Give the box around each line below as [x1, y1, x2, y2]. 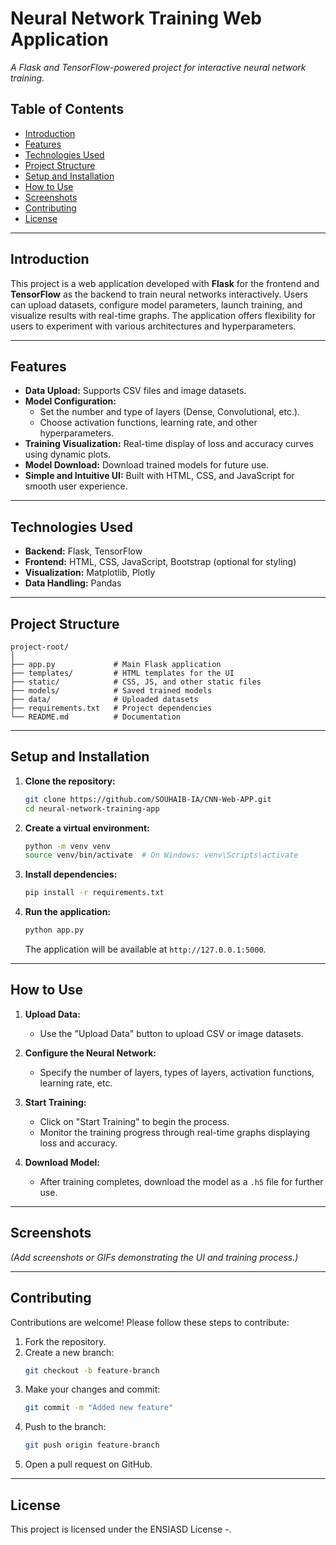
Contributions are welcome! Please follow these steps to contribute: [10, 1316, 290, 1328]
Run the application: [24, 906, 112, 918]
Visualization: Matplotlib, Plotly [24, 567, 156, 579]
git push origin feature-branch [24, 1440, 160, 1451]
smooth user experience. [24, 480, 128, 492]
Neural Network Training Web [10, 7, 262, 30]
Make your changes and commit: [24, 1383, 161, 1396]
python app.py [24, 925, 84, 936]
